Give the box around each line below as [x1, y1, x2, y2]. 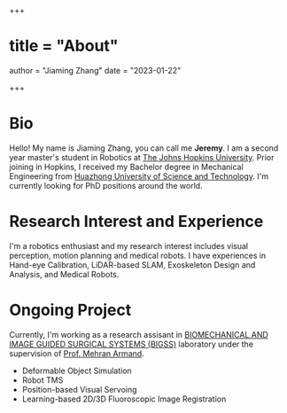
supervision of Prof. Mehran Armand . [9, 347, 144, 359]
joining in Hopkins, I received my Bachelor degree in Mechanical [9, 161, 244, 172]
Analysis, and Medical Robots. [9, 269, 120, 279]
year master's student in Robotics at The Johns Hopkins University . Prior [9, 152, 275, 162]
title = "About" [9, 36, 119, 56]
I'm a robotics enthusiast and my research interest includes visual [9, 240, 249, 251]
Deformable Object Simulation [21, 365, 133, 376]
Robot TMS [21, 374, 64, 386]
